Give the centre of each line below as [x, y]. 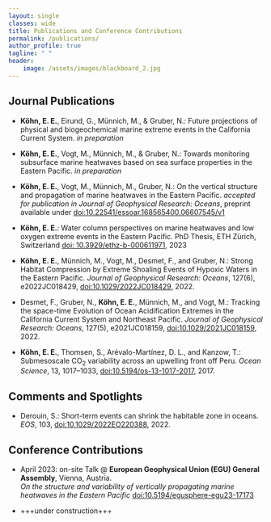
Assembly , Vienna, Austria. [66, 478]
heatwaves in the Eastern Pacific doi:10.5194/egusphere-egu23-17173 [137, 495]
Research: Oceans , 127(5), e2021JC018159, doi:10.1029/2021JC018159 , [138, 327]
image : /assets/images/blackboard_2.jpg [92, 69]
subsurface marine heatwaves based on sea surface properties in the [136, 162]
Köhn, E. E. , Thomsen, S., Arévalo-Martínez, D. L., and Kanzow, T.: [130, 352]
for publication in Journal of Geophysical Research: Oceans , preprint [135, 204]
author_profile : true [45, 46]
